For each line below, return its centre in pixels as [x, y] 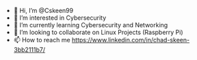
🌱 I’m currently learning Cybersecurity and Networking [91, 25]
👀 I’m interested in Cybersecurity [60, 18]
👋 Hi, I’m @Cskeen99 [43, 11]
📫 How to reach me [42, 40]
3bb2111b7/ [29, 50]
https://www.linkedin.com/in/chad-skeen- [131, 40]
